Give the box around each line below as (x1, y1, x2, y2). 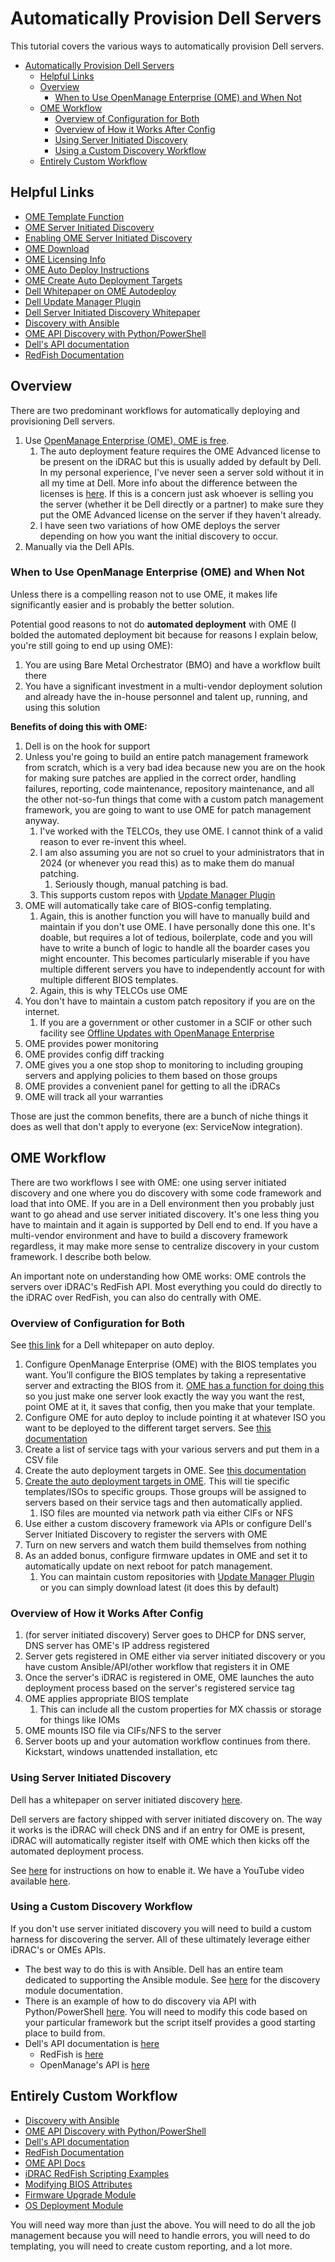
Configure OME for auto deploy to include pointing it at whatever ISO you (24, 1411, 326, 1423)
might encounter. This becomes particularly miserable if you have (39, 952, 311, 964)
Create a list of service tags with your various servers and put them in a (24, 1443, 320, 1455)
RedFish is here (39, 2048, 104, 2060)
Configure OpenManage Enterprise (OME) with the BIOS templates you (24, 1358, 317, 1370)
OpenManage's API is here (39, 2058, 150, 2071)
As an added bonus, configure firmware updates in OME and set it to (24, 1549, 308, 1561)
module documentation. (24, 1984, 123, 1996)
